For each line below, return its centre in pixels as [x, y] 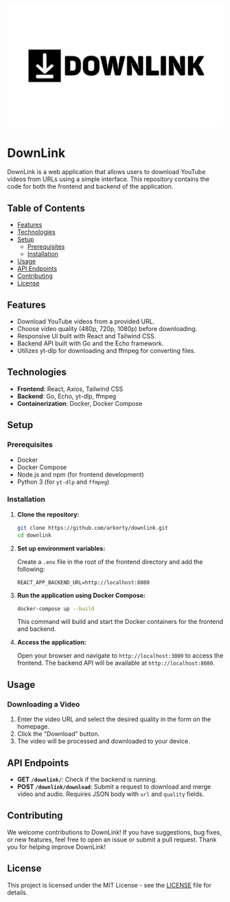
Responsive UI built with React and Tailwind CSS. [87, 336]
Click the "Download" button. [58, 734]
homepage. [33, 727]
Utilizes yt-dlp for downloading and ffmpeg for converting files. [106, 351]
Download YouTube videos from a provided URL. [86, 321]
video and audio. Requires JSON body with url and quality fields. [111, 794]
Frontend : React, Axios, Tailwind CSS [70, 389]
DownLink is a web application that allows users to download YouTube [106, 172]
